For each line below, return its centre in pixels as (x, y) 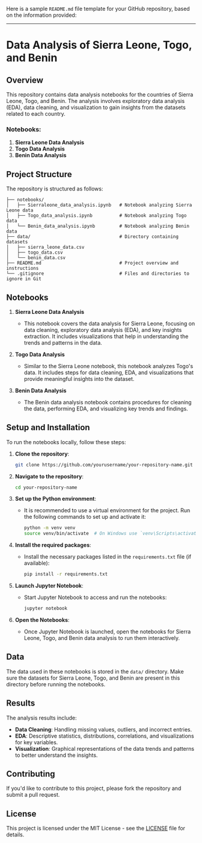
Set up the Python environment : (56, 499)
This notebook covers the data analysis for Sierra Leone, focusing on (109, 323)
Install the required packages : (53, 545)
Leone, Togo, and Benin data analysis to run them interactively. (102, 638)
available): (37, 563)
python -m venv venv (50, 528)
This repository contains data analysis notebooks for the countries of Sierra (100, 95)
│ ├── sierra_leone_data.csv (45, 247)
